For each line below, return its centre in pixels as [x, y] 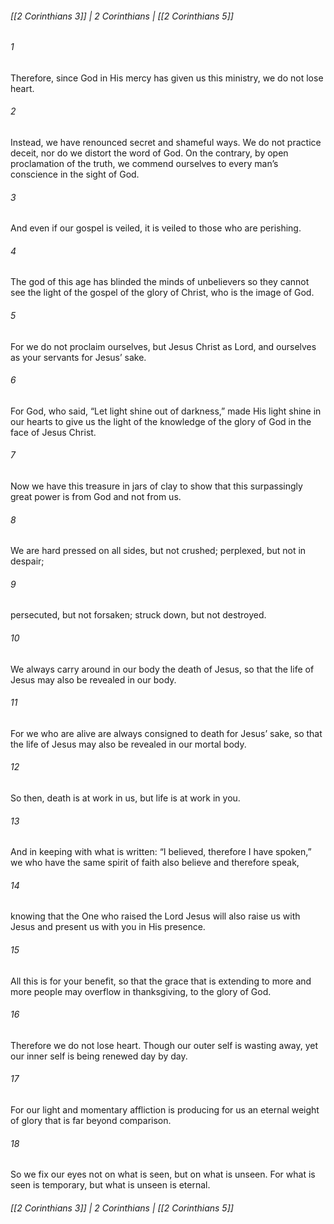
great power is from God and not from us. [96, 497]
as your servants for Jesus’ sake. [78, 357]
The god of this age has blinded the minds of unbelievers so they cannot [160, 282]
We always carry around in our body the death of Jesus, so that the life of [162, 669]
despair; [27, 561]
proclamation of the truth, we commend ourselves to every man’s [144, 164]
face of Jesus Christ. [53, 432]
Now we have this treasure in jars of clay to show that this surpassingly [156, 486]
